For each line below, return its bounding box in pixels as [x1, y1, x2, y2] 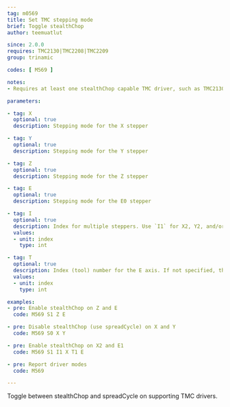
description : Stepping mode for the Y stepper [13, 148, 149, 155]
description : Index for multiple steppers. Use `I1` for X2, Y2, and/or [13, 223, 225, 230]
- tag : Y [7, 135, 32, 142]
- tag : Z [7, 160, 32, 167]
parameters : [7, 97, 41, 105]
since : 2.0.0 [7, 42, 44, 49]
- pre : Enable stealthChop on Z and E [7, 305, 118, 312]
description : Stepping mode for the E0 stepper [13, 198, 152, 205]
